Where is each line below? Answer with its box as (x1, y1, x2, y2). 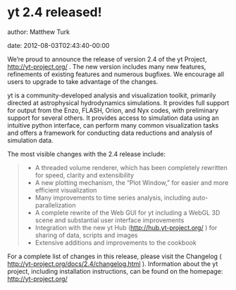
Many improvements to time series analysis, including (35, 193, 192, 202)
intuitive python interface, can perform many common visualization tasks (7, 121, 219, 129)
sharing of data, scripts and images (35, 231, 138, 239)
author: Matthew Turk (7, 28, 70, 36)
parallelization (35, 200, 76, 209)
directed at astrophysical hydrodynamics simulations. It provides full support (7, 98, 230, 107)
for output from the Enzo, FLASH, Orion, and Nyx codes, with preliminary (7, 106, 219, 114)
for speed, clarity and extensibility (35, 171, 135, 179)
